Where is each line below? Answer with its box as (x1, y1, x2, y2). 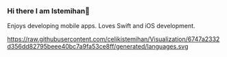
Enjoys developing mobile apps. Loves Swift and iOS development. (7, 22, 195, 30)
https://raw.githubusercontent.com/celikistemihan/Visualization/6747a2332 (7, 35, 220, 43)
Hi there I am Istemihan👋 (7, 6, 91, 16)
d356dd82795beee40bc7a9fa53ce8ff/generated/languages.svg (7, 43, 189, 51)
